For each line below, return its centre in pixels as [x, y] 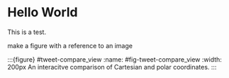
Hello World [43, 12]
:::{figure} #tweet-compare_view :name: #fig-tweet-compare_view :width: [114, 59]
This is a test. [27, 32]
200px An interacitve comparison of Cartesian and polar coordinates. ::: [112, 67]
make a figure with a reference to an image [70, 45]
